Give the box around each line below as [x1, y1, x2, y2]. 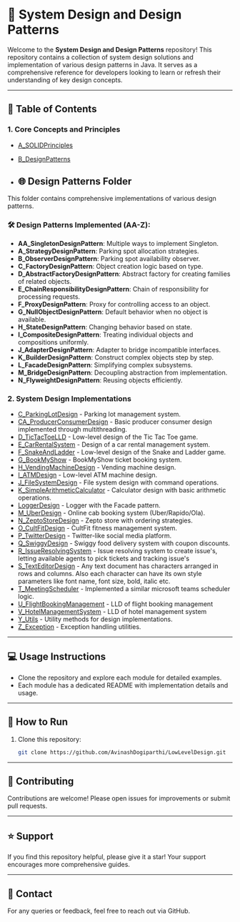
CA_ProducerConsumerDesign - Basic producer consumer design [17, 417, 212, 426]
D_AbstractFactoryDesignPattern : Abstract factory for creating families [17, 269, 231, 278]
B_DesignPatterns [17, 154, 71, 163]
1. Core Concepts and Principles [7, 124, 121, 134]
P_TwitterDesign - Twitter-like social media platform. [17, 532, 172, 540]
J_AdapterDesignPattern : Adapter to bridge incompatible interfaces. [17, 345, 221, 354]
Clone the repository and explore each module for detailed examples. [17, 673, 222, 682]
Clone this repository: [17, 735, 81, 743]
